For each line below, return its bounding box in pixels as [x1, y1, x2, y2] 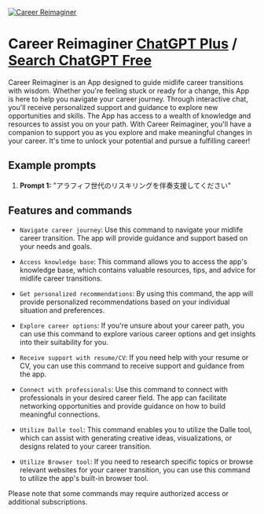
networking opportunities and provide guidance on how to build [19, 401, 226, 410]
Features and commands [8, 204, 132, 218]
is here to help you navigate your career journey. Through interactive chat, [8, 94, 249, 104]
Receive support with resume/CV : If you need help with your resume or [19, 352, 249, 362]
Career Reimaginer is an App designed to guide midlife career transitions [8, 77, 244, 86]
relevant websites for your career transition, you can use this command [19, 464, 251, 475]
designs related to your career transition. [19, 441, 152, 451]
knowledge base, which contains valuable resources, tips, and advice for [19, 265, 256, 274]
